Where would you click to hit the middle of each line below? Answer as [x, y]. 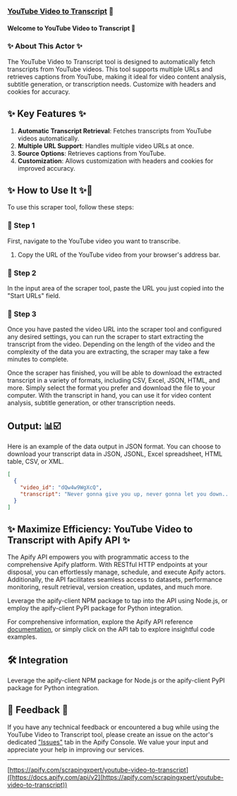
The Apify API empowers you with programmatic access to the [98, 557]
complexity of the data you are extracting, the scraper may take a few [109, 352]
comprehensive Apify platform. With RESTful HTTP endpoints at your [108, 565]
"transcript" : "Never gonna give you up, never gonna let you [113, 494]
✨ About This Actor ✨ [45, 47]
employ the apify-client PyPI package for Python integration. [95, 608]
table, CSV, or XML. [36, 462]
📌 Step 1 [21, 226]
